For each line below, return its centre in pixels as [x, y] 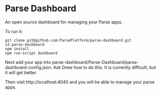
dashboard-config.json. [29, 67]
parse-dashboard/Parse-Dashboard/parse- [95, 62]
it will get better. [21, 72]
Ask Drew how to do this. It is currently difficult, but [105, 67]
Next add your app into [28, 62]
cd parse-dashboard [25, 44]
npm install [17, 49]
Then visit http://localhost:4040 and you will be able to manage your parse [80, 82]
